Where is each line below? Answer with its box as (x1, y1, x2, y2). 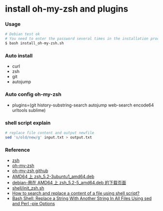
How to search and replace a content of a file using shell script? (12, 191, 140, 196)
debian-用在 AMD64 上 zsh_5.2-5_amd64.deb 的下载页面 (12, 180, 127, 186)
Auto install (5, 53, 33, 59)
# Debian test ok (5, 32, 40, 37)
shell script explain (5, 119, 51, 126)
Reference (5, 146, 30, 153)
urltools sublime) (12, 107, 46, 113)
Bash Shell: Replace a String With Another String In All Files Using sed (12, 195, 152, 201)
